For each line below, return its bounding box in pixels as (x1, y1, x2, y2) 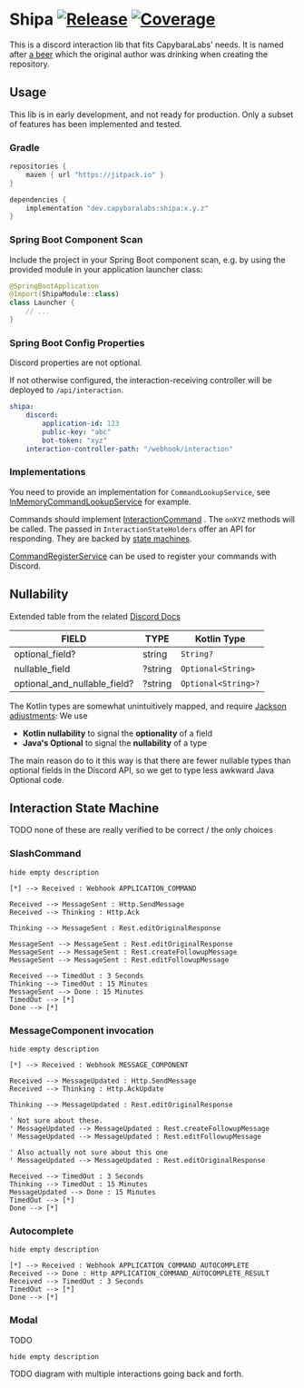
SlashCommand (9, 848, 82, 860)
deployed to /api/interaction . (9, 384, 124, 395)
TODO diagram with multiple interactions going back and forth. (9, 1368, 244, 1379)
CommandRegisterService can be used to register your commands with (9, 550, 277, 561)
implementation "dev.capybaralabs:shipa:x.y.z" (25, 203, 209, 213)
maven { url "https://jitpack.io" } (25, 170, 165, 179)
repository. (9, 58, 50, 69)
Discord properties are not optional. (9, 357, 142, 368)
